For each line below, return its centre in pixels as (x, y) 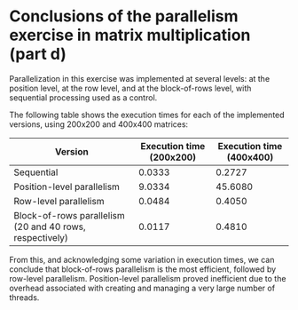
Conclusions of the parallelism (124, 16)
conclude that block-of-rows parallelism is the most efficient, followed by (143, 269)
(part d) (38, 54)
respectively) (41, 237)
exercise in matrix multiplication (130, 35)
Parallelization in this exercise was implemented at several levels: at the (140, 78)
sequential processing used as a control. (83, 97)
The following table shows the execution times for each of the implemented (147, 115)
